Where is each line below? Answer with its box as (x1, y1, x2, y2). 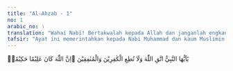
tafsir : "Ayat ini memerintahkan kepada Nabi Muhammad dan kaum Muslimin (7, 36, 225, 43)
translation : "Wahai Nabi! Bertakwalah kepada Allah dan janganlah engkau (7, 29, 228, 37)
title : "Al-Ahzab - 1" (7, 10, 73, 17)
